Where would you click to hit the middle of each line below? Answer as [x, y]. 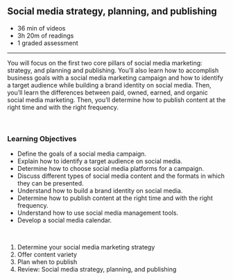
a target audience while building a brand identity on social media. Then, [109, 85]
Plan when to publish [47, 262]
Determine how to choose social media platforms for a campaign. [111, 169]
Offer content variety [47, 255]
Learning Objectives [42, 138]
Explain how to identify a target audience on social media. [100, 161]
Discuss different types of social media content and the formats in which [121, 176]
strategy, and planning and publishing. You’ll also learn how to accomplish [113, 70]
